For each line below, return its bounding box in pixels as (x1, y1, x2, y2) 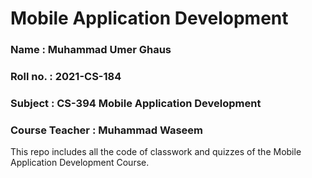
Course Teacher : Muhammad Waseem (10, 123, 203, 137)
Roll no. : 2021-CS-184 (10, 70, 122, 84)
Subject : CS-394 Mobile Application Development (10, 96, 262, 110)
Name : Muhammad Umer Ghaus (10, 43, 172, 57)
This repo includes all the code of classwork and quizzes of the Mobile (10, 146, 302, 158)
